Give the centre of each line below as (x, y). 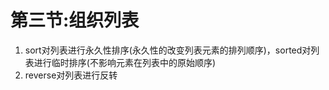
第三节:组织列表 (75, 20)
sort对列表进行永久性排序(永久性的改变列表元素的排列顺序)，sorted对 (168, 50)
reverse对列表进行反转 (71, 75)
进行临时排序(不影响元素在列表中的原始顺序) (125, 62)
